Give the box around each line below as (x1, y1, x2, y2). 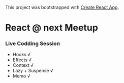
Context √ (12, 62, 34, 68)
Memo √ (12, 73, 30, 79)
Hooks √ (12, 52, 30, 58)
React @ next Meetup (5, 22, 98, 33)
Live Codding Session (5, 40, 60, 47)
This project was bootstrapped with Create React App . (5, 5, 119, 10)
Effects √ (12, 57, 32, 63)
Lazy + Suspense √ (12, 68, 53, 74)
